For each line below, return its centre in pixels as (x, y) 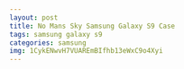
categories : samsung (48, 43)
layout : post (34, 17)
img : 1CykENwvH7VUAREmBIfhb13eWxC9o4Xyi (87, 51)
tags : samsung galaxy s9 (56, 34)
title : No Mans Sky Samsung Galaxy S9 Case (92, 26)
